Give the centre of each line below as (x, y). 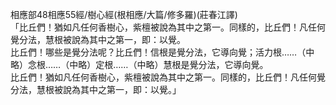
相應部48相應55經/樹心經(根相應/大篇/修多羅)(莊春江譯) (124, 14)
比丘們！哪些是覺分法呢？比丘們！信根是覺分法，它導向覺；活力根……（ (158, 52)
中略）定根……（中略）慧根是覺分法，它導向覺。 (169, 64)
